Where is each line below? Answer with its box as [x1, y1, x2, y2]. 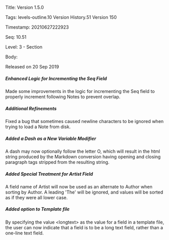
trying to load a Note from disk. [5, 124, 71, 130]
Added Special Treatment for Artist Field [5, 171, 93, 177]
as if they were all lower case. [5, 194, 68, 201]
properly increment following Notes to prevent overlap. [5, 93, 121, 100]
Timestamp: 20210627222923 [5, 24, 69, 30]
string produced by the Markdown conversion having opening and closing [5, 153, 161, 160]
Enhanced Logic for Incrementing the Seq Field [5, 75, 107, 81]
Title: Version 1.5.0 [5, 5, 44, 10]
